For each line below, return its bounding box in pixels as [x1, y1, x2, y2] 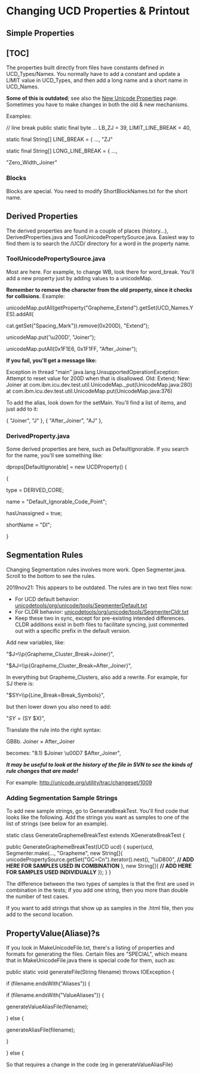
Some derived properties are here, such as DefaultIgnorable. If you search [6, 445, 189, 452]
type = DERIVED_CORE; [6, 486, 64, 494]
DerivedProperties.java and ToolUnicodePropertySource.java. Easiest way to [6, 233, 195, 240]
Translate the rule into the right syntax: [6, 726, 101, 733]
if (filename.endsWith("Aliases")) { [6, 980, 91, 987]
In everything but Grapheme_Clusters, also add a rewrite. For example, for [6, 674, 188, 681]
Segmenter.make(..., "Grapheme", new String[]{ [6, 850, 123, 857]
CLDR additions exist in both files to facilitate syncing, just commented [14, 620, 189, 628]
